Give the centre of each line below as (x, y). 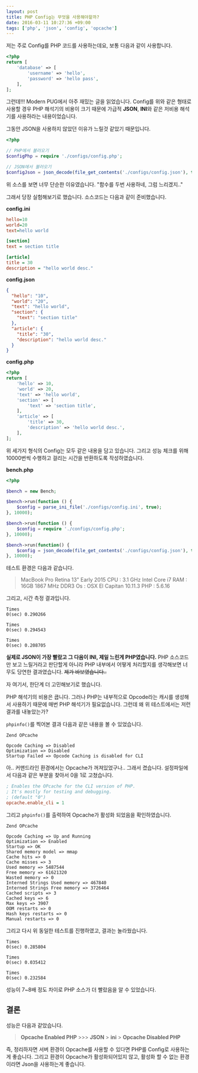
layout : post (22, 12)
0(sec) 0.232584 (26, 978)
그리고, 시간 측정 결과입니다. (38, 598)
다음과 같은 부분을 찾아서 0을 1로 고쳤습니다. (63, 775)
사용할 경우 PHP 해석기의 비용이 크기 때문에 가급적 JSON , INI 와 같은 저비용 (92, 109)
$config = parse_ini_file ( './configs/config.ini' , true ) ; (89, 507)
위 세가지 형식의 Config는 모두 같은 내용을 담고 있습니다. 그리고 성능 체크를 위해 (97, 450)
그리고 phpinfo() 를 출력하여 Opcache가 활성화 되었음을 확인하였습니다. (89, 815)
